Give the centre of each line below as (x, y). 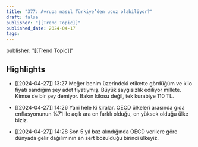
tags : (13, 34)
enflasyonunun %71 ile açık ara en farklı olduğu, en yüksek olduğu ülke (101, 114)
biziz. (21, 120)
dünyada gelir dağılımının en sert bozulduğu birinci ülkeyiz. (87, 138)
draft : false (22, 17)
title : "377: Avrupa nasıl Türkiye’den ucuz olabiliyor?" (79, 12)
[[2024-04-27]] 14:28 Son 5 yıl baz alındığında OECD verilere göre (96, 132)
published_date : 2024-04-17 (41, 28)
